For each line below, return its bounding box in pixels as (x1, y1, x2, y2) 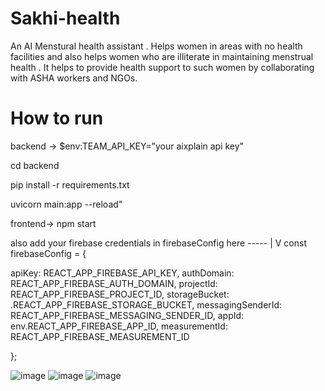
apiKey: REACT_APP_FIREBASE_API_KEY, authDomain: (10, 267, 235, 279)
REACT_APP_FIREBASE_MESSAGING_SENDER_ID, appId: (10, 309, 245, 321)
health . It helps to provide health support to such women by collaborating (10, 61, 315, 73)
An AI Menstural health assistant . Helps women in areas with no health (10, 40, 303, 52)
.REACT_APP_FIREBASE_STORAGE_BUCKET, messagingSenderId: (10, 298, 283, 311)
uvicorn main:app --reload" (10, 198, 123, 210)
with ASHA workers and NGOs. (10, 72, 138, 84)
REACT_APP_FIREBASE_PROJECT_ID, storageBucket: (10, 288, 230, 300)
